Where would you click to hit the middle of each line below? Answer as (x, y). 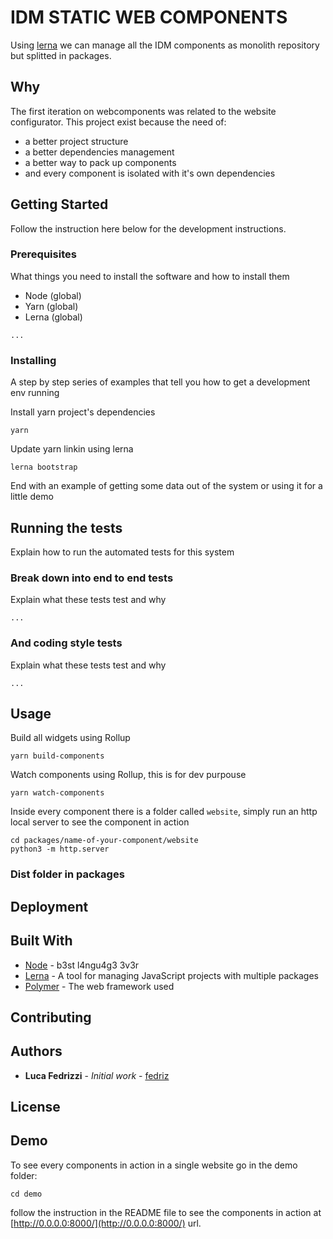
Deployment (49, 906)
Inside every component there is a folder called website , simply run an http (164, 812)
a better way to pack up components (100, 162)
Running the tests (66, 527)
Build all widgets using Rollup (70, 738)
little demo (32, 497)
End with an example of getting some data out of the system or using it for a (166, 486)
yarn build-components (57, 756)
